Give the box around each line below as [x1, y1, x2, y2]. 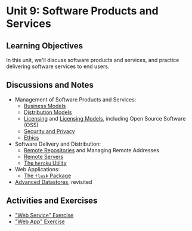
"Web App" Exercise [14, 218, 66, 225]
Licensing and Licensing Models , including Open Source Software [23, 115, 186, 122]
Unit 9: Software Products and [6, 4, 159, 18]
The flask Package [23, 172, 72, 179]
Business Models [23, 102, 66, 109]
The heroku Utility [23, 159, 67, 167]
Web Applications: [14, 165, 60, 173]
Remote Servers [23, 153, 64, 160]
